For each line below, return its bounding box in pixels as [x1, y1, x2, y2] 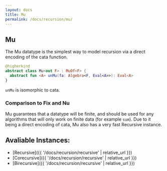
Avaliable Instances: [5, 136, 70, 145]
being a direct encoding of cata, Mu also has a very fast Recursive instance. [5, 121, 162, 127]
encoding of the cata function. [5, 54, 68, 60]
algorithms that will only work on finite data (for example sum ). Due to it [5, 116, 151, 122]
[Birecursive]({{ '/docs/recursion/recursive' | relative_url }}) [12, 160, 135, 166]
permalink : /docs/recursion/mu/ [5, 17, 73, 22]
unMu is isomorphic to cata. [5, 87, 60, 93]
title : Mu [5, 12, 26, 17]
